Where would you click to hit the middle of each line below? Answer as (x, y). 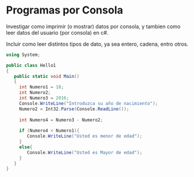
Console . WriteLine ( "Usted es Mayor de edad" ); (85, 152)
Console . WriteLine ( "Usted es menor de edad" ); (85, 136)
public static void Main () (47, 76)
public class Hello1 (31, 65)
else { (26, 147)
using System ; (23, 55)
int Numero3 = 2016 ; (44, 98)
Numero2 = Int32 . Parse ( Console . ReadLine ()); (74, 109)
